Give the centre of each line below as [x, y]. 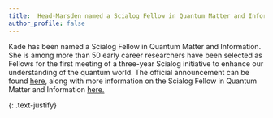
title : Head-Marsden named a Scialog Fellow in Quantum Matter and [127, 16]
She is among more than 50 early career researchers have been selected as [135, 55]
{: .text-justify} [32, 105]
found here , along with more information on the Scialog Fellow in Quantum [133, 81]
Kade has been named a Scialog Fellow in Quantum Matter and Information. [135, 46]
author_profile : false [47, 23]
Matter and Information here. [56, 89]
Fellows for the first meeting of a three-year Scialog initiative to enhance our [136, 63]
